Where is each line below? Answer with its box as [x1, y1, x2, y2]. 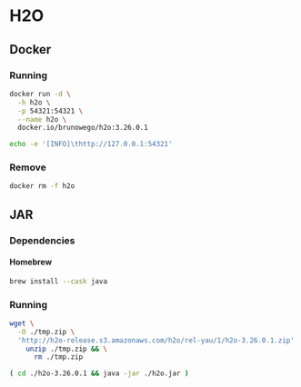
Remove [9, 161, 47, 174]
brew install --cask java [9, 276, 107, 286]
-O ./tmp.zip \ [17, 327, 75, 336]
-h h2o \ [17, 97, 51, 107]
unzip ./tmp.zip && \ [25, 344, 107, 353]
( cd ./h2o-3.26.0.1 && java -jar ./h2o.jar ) [9, 369, 189, 378]
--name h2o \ [17, 114, 67, 124]
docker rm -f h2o [9, 182, 75, 191]
